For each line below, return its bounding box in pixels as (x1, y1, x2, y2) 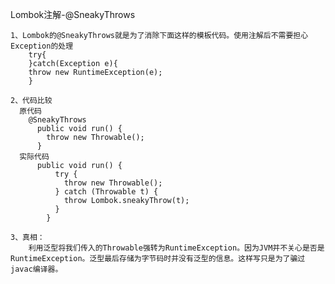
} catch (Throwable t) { (54, 187, 159, 197)
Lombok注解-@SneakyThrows (10, 9, 136, 20)
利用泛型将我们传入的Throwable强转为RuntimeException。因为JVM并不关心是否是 (28, 243, 325, 253)
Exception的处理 (10, 41, 74, 51)
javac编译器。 (10, 264, 63, 274)
